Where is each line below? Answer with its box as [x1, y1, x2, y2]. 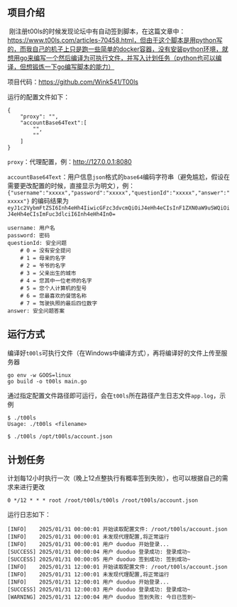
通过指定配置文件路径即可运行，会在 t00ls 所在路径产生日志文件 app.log [7, 391, 214, 400]
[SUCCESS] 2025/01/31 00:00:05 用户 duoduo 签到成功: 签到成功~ [7, 556, 191, 563]
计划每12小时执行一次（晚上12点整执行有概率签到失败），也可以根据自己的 [7, 474, 222, 483]
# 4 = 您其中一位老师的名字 [20, 277, 92, 284]
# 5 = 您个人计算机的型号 [20, 285, 87, 292]
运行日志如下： [7, 510, 51, 519]
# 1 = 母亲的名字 [20, 254, 66, 261]
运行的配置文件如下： [7, 92, 70, 101]
